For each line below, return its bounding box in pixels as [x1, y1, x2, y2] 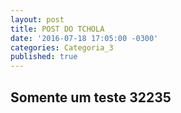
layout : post [10, 14, 65, 25]
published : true [10, 52, 78, 62]
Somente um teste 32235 [10, 89, 172, 106]
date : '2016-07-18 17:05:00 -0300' [10, 33, 159, 43]
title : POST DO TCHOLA [10, 24, 105, 34]
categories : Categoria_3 [10, 42, 114, 53]
